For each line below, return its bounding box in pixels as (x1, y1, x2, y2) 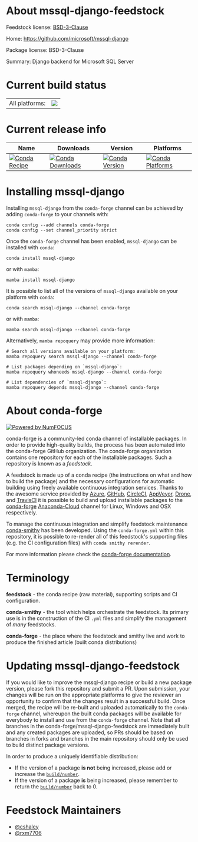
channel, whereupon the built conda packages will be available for (20, 710, 181, 717)
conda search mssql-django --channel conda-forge (6, 305, 131, 311)
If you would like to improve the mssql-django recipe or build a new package (6, 679, 192, 686)
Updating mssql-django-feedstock (6, 659, 180, 672)
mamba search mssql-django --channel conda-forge (6, 326, 131, 332)
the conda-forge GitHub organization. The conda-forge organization (6, 447, 172, 454)
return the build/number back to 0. (14, 782, 98, 790)
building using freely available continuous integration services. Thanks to (6, 484, 184, 491)
